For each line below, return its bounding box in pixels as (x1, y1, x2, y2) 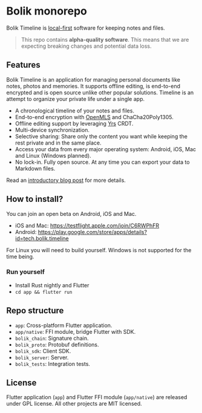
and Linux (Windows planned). (15, 152, 92, 159)
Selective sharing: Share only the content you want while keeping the (15, 132, 187, 140)
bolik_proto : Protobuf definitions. (15, 340, 99, 348)
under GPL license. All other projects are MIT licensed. (6, 400, 142, 408)
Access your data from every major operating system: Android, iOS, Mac (15, 145, 197, 152)
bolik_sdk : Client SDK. (15, 347, 71, 354)
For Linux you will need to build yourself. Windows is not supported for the (6, 246, 192, 253)
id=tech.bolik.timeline (15, 235, 70, 242)
